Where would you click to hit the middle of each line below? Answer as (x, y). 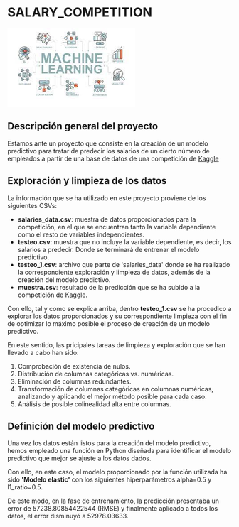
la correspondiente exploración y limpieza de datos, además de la (114, 272)
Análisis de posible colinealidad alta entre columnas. (95, 404)
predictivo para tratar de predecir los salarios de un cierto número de (108, 151)
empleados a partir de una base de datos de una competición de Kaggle (113, 158)
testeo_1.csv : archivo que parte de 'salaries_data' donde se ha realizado (124, 264)
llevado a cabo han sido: (43, 352)
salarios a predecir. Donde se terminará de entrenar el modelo (108, 249)
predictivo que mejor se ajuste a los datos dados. (79, 458)
